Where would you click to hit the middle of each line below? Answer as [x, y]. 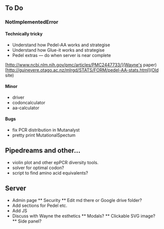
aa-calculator [26, 108]
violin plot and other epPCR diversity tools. [55, 162]
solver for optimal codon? [38, 168]
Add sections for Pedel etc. [40, 205]
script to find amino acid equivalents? [50, 173]
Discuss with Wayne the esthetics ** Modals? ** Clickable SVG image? [84, 216]
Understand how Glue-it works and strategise [58, 50]
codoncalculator [29, 102]
